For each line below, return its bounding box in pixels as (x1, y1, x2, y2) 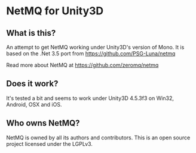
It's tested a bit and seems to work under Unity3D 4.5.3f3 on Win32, (6, 94, 174, 102)
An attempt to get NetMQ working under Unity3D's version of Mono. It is (6, 43, 185, 51)
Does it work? (6, 79, 59, 89)
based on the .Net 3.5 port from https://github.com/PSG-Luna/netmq (6, 50, 176, 57)
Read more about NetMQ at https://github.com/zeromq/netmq (6, 61, 159, 68)
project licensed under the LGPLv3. (6, 140, 93, 147)
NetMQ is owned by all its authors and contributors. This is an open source (6, 134, 191, 141)
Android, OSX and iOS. (6, 101, 62, 108)
